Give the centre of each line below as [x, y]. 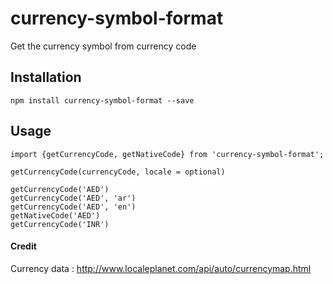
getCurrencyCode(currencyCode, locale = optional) [118, 172]
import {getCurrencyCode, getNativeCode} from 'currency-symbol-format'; [167, 154]
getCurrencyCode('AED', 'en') [73, 207]
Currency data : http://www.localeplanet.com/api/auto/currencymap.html [161, 268]
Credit [23, 246]
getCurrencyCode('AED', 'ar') [73, 198]
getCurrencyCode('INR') [60, 224]
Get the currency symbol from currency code [103, 46]
